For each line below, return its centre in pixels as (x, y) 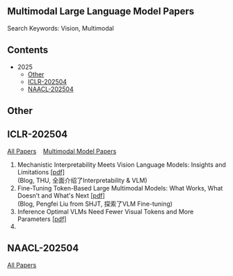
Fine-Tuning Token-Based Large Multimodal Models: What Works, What (120, 188)
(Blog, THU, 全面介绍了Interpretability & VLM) (82, 180)
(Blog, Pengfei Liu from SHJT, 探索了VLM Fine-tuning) (95, 204)
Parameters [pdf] (42, 219)
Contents (28, 50)
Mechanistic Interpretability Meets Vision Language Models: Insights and (121, 164)
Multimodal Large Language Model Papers (101, 11)
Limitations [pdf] (41, 172)
